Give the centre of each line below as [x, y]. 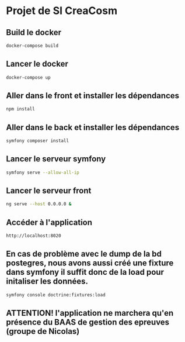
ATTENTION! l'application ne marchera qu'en [90, 313]
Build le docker [34, 32]
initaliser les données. [47, 281]
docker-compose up [28, 77]
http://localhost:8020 [34, 236]
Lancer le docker [37, 64]
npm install [20, 109]
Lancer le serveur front [49, 191]
